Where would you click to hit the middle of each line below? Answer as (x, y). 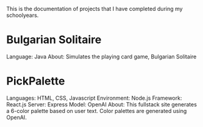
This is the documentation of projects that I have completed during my (94, 9)
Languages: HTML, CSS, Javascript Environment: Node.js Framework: (94, 98)
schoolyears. (23, 15)
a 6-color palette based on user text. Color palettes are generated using (97, 111)
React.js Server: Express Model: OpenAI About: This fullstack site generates (101, 104)
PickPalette (36, 81)
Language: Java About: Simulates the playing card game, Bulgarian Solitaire (101, 57)
